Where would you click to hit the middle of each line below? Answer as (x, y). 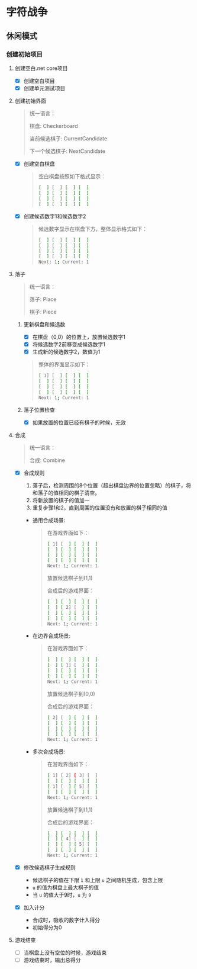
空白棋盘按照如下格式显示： (72, 177)
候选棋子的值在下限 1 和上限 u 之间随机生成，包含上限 (98, 880)
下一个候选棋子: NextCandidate (67, 151)
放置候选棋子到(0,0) (71, 694)
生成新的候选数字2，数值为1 (66, 352)
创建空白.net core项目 (41, 68)
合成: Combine (47, 460)
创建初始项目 (25, 54)
